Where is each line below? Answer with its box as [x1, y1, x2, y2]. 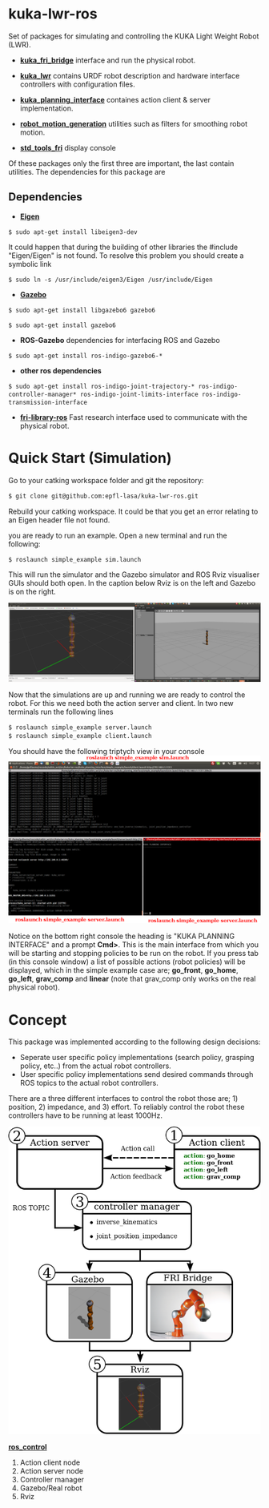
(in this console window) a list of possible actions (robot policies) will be [8, 957, 246, 966]
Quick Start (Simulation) [8, 449, 172, 467]
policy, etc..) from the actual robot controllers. [19, 1061, 172, 1071]
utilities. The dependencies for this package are [8, 167, 166, 176]
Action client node [19, 1458, 81, 1467]
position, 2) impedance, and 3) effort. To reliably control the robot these [8, 1103, 245, 1112]
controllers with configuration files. [19, 79, 136, 89]
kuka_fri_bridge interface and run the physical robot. [19, 55, 196, 65]
